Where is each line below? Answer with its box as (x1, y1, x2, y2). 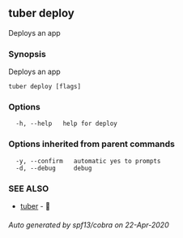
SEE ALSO (8, 183, 49, 194)
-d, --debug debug (15, 164, 92, 172)
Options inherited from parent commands (8, 138, 176, 149)
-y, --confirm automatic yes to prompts (15, 157, 161, 165)
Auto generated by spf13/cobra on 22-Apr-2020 (8, 219, 169, 230)
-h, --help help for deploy (15, 119, 117, 128)
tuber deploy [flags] (8, 83, 82, 91)
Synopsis (8, 48, 46, 59)
